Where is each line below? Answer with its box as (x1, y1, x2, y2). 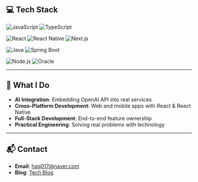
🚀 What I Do (6, 80, 50, 90)
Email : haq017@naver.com (14, 163, 80, 170)
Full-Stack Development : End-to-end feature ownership (14, 114, 152, 122)
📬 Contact (6, 144, 48, 154)
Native (14, 108, 31, 115)
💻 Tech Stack (6, 5, 58, 15)
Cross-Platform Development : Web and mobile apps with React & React (14, 102, 192, 109)
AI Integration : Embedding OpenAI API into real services (14, 96, 152, 103)
